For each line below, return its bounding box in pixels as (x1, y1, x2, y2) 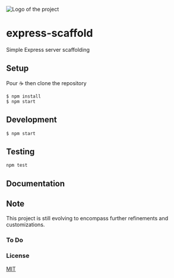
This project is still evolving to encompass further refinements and (6, 214, 169, 221)
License (6, 252, 30, 260)
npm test (6, 163, 28, 168)
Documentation (6, 179, 65, 189)
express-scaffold (6, 27, 93, 40)
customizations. (6, 221, 45, 228)
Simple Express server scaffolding (6, 46, 90, 53)
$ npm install (6, 93, 42, 99)
